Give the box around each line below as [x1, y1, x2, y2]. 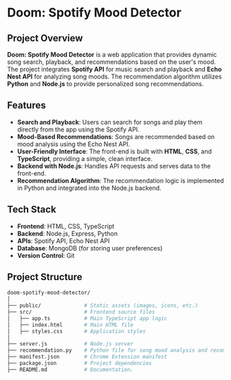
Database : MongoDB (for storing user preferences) [16, 244, 163, 252]
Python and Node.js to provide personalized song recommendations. [7, 80, 204, 87]
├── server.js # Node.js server [7, 341, 134, 348]
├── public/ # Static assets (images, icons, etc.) [7, 302, 198, 309]
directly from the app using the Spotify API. [16, 125, 140, 134]
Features [7, 100, 46, 112]
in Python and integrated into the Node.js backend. [16, 184, 162, 192]
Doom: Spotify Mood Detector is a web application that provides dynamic [7, 50, 217, 59]
